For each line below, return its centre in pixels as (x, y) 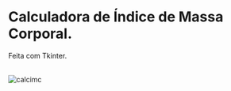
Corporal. (40, 34)
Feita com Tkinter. (38, 55)
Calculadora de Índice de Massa (116, 17)
